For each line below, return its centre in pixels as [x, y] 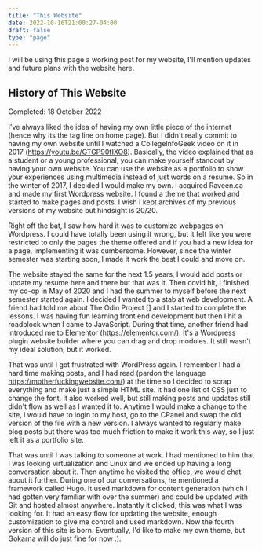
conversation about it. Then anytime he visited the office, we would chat [125, 472]
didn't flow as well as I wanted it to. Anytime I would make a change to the [128, 406]
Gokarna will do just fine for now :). [65, 538]
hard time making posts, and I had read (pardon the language [107, 373]
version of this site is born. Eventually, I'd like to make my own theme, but [127, 531]
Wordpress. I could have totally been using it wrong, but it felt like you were [130, 234]
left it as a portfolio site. [46, 440]
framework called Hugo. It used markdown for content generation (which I [128, 489]
